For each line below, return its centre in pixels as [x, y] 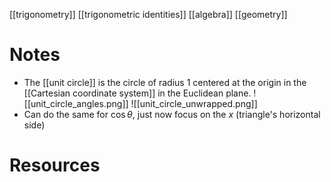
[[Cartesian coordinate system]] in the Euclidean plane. [137, 93]
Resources [55, 165]
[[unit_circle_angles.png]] [76, 103]
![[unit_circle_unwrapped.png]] [194, 103]
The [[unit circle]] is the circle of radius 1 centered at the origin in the [165, 82]
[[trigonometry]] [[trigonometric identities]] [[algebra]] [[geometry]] [148, 14]
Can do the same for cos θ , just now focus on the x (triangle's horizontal [172, 114]
